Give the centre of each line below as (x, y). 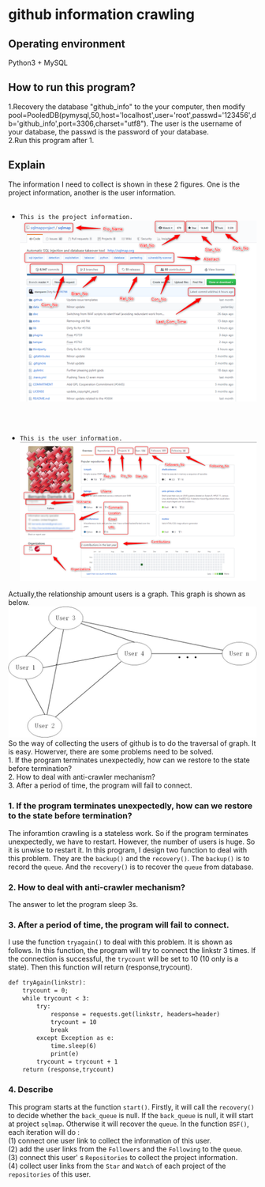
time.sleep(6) (73, 1046)
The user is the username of (196, 123)
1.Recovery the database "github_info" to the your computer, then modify (127, 106)
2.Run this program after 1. (51, 140)
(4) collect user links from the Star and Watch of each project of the (117, 1166)
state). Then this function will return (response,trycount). (101, 967)
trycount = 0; (45, 991)
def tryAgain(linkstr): (47, 983)
